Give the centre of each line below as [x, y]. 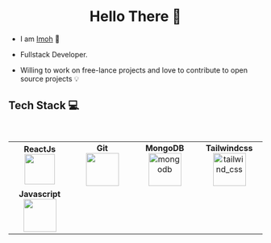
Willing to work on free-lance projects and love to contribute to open [134, 70]
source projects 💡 [50, 78]
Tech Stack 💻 [44, 105]
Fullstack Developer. [54, 54]
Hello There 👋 [135, 17]
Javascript [40, 194]
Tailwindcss [229, 148]
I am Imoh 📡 [40, 39]
